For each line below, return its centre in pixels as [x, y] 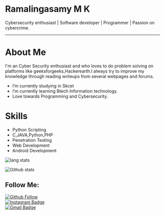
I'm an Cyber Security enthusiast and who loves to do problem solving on [79, 66]
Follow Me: [22, 185]
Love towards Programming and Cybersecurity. [60, 96]
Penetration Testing [32, 140]
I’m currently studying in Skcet [43, 86]
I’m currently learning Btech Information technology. [65, 91]
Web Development [31, 145]
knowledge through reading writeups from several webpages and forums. [80, 76]
